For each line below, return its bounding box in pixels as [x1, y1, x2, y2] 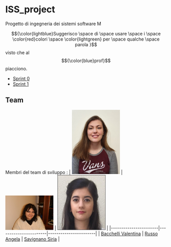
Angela [5, 236, 20, 242]
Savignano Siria [24, 236, 57, 242]
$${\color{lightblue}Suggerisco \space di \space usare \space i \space [11, 30, 161, 36]
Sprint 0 [12, 75, 30, 82]
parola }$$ [75, 41, 97, 47]
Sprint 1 [12, 81, 29, 87]
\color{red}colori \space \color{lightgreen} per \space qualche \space [12, 36, 160, 42]
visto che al [5, 49, 30, 55]
